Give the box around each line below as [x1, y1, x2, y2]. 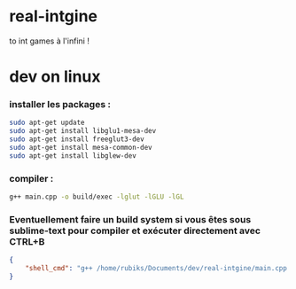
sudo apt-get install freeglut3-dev [9, 135, 144, 144]
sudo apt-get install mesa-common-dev [9, 144, 152, 152]
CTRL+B [9, 235, 45, 247]
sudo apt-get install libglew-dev [9, 151, 137, 160]
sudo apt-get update [9, 118, 86, 128]
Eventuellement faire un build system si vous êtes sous [9, 213, 252, 225]
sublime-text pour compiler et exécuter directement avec [9, 224, 261, 237]
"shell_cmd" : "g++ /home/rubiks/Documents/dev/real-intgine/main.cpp [25, 264, 288, 273]
